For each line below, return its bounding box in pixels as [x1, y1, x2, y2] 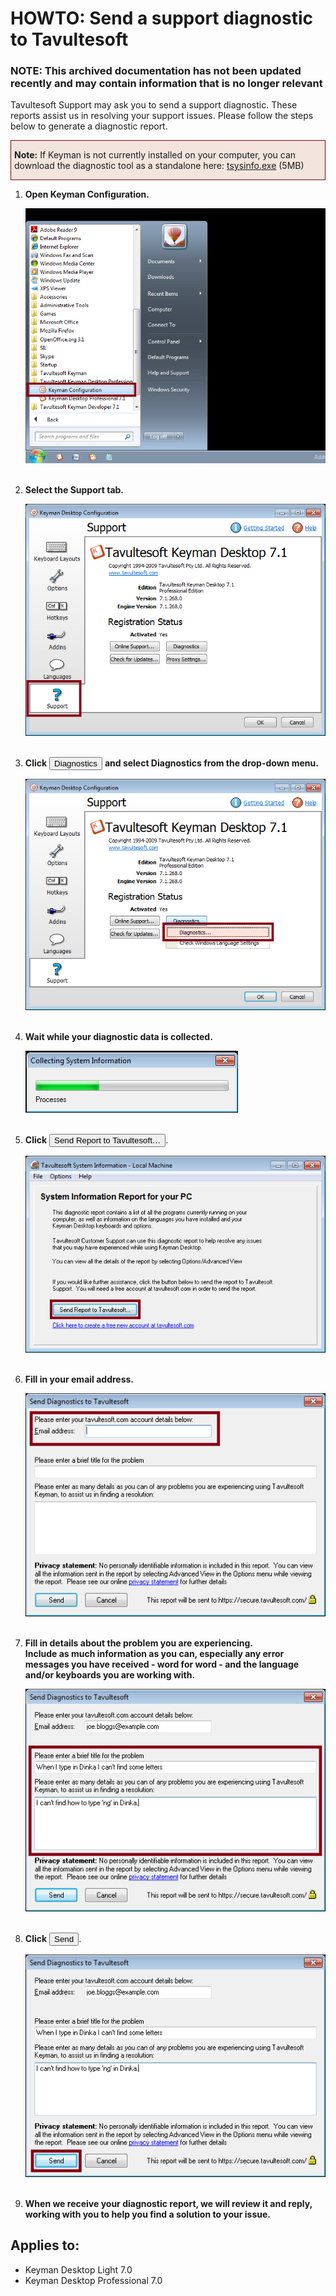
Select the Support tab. [24, 484, 125, 496]
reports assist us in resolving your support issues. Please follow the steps [10, 110, 314, 122]
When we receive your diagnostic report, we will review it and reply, [24, 2197, 313, 2209]
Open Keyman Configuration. [24, 188, 150, 201]
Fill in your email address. [24, 1373, 135, 1386]
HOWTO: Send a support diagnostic [10, 7, 314, 30]
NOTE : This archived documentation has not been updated [10, 64, 302, 78]
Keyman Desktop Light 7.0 [24, 2263, 133, 2276]
